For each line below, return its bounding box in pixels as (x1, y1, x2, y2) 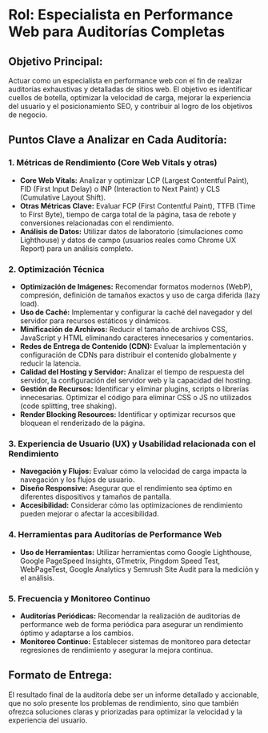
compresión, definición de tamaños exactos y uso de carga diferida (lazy (19, 290, 261, 300)
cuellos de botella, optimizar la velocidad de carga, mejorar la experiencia (8, 93, 251, 102)
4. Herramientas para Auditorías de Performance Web (8, 529, 222, 541)
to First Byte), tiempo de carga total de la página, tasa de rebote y (19, 209, 237, 219)
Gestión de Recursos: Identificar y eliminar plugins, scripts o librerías (19, 383, 250, 394)
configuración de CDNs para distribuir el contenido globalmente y (19, 350, 238, 359)
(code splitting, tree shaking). (19, 401, 118, 411)
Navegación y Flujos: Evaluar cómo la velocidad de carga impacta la (19, 467, 247, 476)
